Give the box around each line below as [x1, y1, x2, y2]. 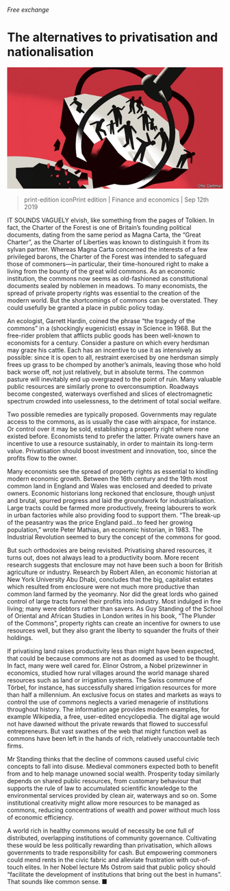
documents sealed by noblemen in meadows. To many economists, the [7, 282, 207, 290]
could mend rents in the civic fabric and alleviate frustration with [7, 856, 189, 864]
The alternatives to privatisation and [7, 29, 218, 45]
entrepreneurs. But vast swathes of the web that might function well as [7, 727, 207, 735]
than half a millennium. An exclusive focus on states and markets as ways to [7, 691, 222, 699]
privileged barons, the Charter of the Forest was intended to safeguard [7, 252, 207, 261]
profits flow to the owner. [7, 454, 78, 462]
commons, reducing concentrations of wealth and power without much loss [7, 806, 220, 814]
